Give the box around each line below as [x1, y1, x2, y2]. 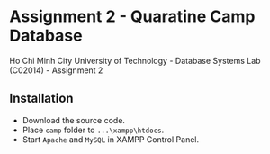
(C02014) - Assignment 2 [9, 65, 103, 76]
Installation [9, 91, 74, 106]
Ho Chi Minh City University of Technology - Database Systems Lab [9, 55, 261, 66]
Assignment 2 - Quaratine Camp [9, 6, 256, 27]
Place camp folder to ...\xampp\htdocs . [22, 124, 165, 135]
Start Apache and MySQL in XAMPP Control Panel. [22, 133, 200, 145]
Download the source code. [22, 114, 126, 125]
